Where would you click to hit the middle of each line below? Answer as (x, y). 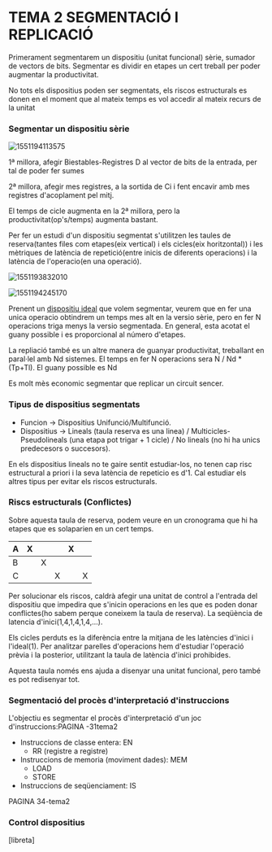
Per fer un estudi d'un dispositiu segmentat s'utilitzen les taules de (120, 235)
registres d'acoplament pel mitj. (61, 195)
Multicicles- (211, 430)
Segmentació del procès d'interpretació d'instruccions (119, 700)
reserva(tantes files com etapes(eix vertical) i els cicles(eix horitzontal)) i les (136, 244)
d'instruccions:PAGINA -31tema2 (63, 727)
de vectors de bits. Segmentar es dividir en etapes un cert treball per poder (135, 66)
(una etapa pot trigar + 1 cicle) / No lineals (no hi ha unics (164, 439)
